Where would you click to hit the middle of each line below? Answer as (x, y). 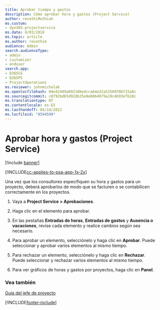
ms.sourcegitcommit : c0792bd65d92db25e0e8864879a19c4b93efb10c (71, 96)
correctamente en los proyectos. (38, 192)
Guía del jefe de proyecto (30, 293)
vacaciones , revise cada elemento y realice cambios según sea (76, 225)
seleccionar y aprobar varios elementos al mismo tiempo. (70, 245)
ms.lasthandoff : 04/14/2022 (34, 110)
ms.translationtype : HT (29, 101)
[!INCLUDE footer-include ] (31, 302)
